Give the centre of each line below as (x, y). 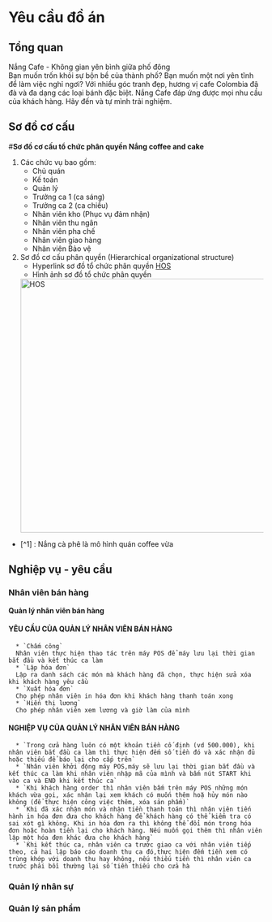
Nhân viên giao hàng (67, 240)
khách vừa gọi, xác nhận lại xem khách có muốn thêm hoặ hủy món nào (128, 795)
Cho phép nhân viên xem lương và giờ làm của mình (103, 710)
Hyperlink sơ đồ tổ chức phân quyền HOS (102, 266)
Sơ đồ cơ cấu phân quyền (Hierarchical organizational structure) (127, 257)
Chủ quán (49, 171)
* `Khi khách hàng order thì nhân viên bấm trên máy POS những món (132, 788)
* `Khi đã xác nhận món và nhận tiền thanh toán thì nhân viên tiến (134, 809)
